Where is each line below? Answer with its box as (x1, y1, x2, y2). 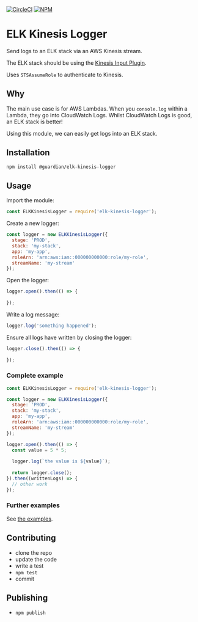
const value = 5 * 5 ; (12, 447, 67, 453)
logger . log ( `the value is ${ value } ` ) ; (12, 458, 111, 464)
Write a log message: (6, 310, 60, 318)
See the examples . (6, 515, 53, 522)
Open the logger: (6, 277, 50, 284)
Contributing (6, 533, 56, 543)
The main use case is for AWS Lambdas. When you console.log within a (6, 104, 188, 112)
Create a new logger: (6, 220, 59, 227)
